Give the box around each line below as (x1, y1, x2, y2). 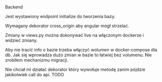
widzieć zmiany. (5, 37, 38, 43)
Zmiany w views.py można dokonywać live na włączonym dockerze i (5, 33, 144, 38)
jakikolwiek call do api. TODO (5, 72, 64, 77)
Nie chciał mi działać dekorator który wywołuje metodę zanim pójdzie (5, 66, 146, 72)
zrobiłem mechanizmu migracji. (5, 57, 69, 63)
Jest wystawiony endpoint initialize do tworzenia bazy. (5, 14, 116, 19)
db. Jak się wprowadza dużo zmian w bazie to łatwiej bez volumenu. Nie (5, 52, 152, 58)
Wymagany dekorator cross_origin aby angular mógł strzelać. (5, 23, 129, 29)
